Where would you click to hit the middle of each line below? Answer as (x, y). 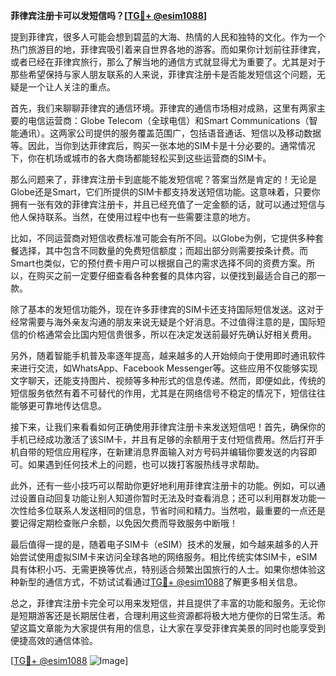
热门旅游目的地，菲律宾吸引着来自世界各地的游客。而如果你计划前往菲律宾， (168, 49)
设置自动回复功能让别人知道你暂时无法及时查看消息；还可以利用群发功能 (167, 498)
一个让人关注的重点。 (71, 87)
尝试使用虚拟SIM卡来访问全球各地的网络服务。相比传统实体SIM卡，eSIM (168, 557)
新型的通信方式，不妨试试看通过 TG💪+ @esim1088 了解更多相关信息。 (160, 582)
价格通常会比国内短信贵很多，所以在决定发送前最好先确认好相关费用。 (172, 334)
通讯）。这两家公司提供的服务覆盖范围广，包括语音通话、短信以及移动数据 (170, 133)
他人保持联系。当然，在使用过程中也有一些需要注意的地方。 (133, 217)
